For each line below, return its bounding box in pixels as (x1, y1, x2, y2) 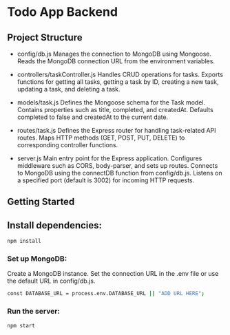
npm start (7, 322, 36, 329)
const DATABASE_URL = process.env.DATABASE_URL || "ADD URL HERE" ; (7, 290, 205, 297)
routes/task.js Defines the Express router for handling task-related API (17, 127, 216, 134)
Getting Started (7, 196, 75, 208)
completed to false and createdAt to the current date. (17, 113, 169, 121)
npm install (7, 238, 41, 245)
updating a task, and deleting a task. (17, 85, 121, 93)
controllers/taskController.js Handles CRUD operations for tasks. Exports (17, 70, 224, 78)
